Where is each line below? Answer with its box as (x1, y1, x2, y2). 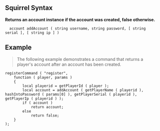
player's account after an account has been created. (16, 61, 122, 67)
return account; (30, 104, 64, 109)
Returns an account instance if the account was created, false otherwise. (5, 16, 156, 22)
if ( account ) (22, 100, 53, 105)
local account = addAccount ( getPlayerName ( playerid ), (22, 87, 144, 92)
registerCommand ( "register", (5, 71, 68, 75)
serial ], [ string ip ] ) (5, 30, 59, 35)
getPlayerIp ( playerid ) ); (5, 96, 64, 101)
